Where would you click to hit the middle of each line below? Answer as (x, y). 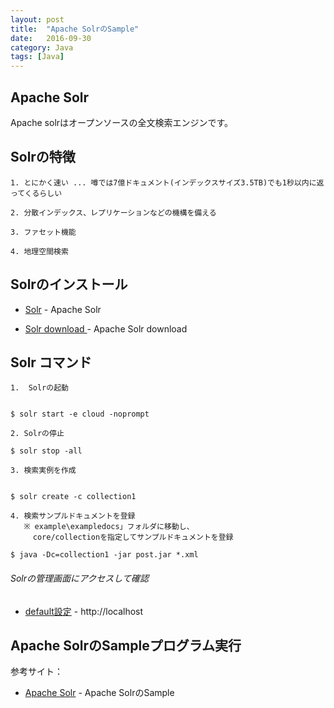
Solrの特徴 (43, 157)
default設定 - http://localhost (84, 611)
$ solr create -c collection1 (73, 497)
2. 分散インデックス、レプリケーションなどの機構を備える (113, 212)
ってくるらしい (36, 193)
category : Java (42, 47)
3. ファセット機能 (43, 232)
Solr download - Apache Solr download (106, 328)
